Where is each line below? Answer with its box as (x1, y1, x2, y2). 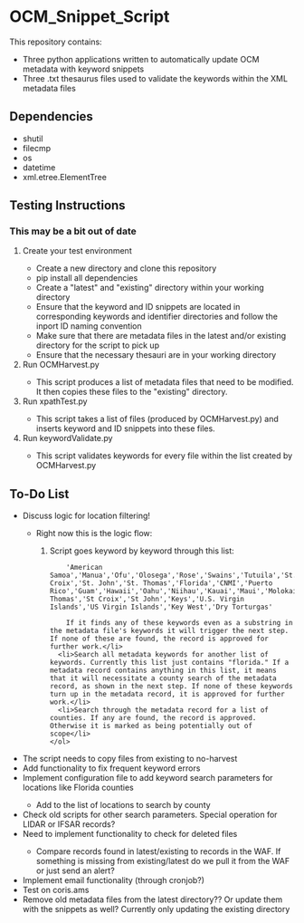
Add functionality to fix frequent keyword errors (22, 763, 201, 774)
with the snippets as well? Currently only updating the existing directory (22, 904, 290, 915)
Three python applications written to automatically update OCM (22, 53, 260, 64)
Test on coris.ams (22, 885, 90, 896)
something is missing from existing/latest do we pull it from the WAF (35, 856, 290, 867)
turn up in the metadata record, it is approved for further (49, 690, 285, 699)
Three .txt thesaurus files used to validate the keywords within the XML (22, 72, 288, 83)
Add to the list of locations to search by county (35, 800, 211, 811)
